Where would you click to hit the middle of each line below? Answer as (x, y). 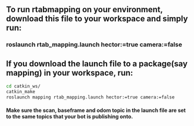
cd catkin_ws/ (24, 86)
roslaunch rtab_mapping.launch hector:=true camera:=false (94, 45)
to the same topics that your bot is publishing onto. (70, 117)
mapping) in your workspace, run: (70, 73)
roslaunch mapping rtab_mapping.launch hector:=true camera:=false (91, 97)
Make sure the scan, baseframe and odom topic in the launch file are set (96, 110)
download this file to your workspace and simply (97, 19)
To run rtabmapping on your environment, (84, 10)
